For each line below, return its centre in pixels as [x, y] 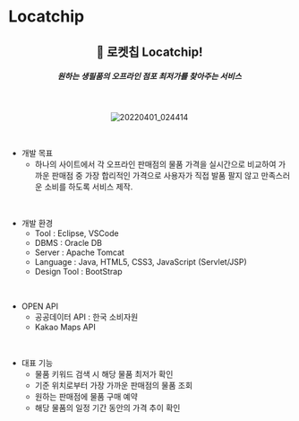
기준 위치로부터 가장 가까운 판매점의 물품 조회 [114, 385]
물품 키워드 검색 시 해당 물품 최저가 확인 [104, 373]
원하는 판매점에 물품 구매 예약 [86, 396]
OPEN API [40, 306]
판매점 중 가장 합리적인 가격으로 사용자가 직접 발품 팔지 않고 [155, 175]
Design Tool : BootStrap [78, 271]
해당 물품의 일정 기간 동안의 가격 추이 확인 [107, 408]
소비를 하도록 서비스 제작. [89, 187]
